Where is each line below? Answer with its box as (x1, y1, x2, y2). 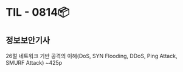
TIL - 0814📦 (5, 5, 70, 19)
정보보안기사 (5, 35, 50, 45)
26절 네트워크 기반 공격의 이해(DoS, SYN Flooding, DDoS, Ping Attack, (5, 53, 178, 59)
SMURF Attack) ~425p (5, 59, 63, 66)
